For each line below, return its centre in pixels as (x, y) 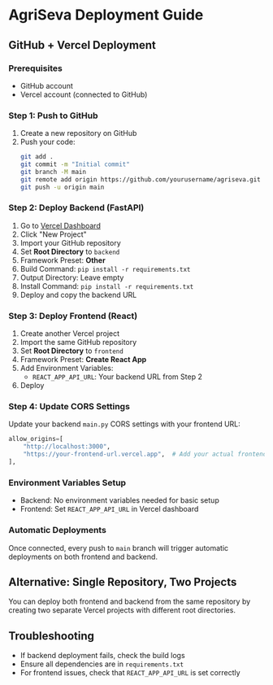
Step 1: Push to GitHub (54, 116)
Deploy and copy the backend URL (78, 295)
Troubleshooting (52, 636)
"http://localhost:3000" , (67, 447)
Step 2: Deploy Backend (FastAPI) (76, 207)
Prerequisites (35, 68)
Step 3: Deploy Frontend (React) (73, 316)
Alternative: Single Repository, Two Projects (123, 582)
